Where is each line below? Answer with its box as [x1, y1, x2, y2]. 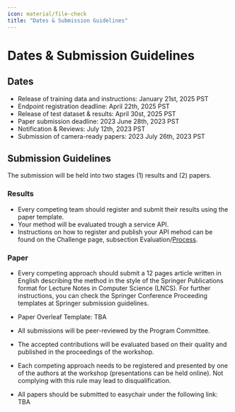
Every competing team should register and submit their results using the [17, 205, 229, 213]
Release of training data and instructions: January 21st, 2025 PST [17, 94, 209, 103]
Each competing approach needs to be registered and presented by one [17, 361, 229, 370]
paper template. [17, 212, 64, 221]
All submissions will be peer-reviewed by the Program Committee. [17, 326, 210, 335]
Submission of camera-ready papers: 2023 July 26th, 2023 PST [17, 132, 205, 140]
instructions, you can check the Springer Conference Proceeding [17, 291, 207, 299]
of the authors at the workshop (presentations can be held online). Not [17, 369, 224, 377]
